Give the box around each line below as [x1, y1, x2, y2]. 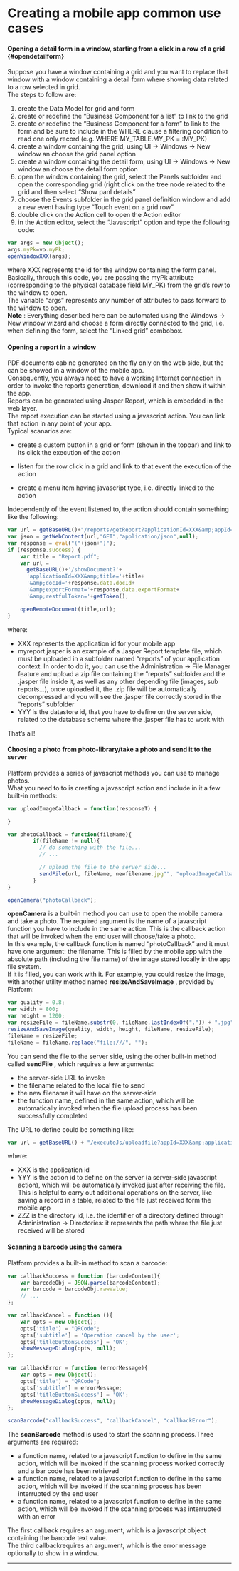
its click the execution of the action [17, 448, 121, 457]
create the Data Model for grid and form [17, 104, 135, 113]
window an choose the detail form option [17, 165, 139, 174]
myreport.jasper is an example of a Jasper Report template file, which [17, 646, 223, 655]
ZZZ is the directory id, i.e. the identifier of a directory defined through [17, 1211, 224, 1220]
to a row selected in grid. [7, 83, 80, 91]
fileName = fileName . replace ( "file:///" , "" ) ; [7, 1039, 148, 1046]
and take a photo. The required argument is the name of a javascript [7, 917, 207, 925]
